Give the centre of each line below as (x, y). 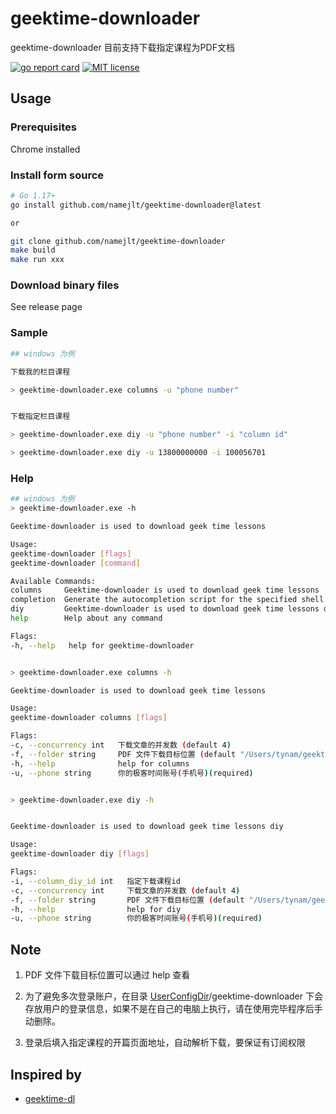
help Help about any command (86, 618)
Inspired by (46, 1074)
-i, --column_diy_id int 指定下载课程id (95, 881)
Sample (29, 333)
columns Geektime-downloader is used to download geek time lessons (165, 590)
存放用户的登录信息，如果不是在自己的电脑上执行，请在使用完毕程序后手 (173, 1009)
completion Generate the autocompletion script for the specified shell (167, 600)
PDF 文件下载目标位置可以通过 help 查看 (107, 975)
